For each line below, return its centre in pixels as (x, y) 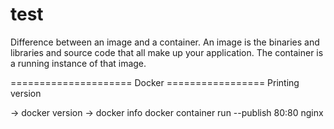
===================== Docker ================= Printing (155, 82)
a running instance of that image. (78, 63)
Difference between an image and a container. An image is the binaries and (165, 42)
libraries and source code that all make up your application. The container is (167, 52)
